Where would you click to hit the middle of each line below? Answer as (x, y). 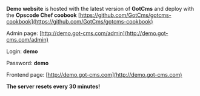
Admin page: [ (24, 33)
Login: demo (22, 51)
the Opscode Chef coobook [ (43, 15)
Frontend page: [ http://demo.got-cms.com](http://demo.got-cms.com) (94, 75)
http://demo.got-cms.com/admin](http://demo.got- (105, 33)
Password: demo (28, 63)
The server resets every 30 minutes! (53, 86)
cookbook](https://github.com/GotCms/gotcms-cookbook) (80, 21)
